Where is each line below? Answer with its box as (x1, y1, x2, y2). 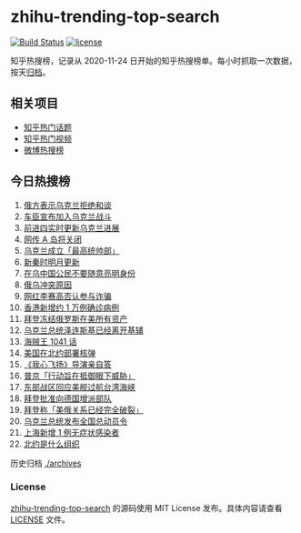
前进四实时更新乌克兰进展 (23, 222, 120, 233)
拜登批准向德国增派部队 (23, 393, 112, 404)
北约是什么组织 (23, 438, 80, 449)
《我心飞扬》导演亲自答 (23, 358, 112, 369)
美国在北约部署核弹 (23, 347, 96, 358)
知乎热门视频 (23, 133, 72, 144)
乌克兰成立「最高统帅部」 (23, 245, 120, 256)
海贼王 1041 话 (23, 336, 77, 347)
